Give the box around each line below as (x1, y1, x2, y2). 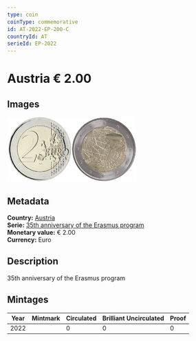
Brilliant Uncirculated (102, 314, 164, 322)
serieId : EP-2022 (7, 40, 57, 48)
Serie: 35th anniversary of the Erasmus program (7, 221, 144, 229)
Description (7, 255, 58, 267)
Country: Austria (7, 213, 56, 222)
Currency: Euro (7, 235, 52, 244)
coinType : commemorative (7, 18, 78, 26)
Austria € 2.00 (7, 71, 91, 86)
